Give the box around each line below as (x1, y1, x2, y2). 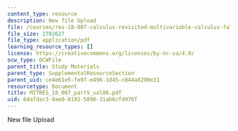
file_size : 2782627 (7, 30, 65, 38)
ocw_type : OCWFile (7, 57, 62, 64)
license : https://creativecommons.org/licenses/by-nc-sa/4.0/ (7, 50, 195, 57)
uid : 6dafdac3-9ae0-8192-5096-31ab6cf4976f (7, 96, 138, 103)
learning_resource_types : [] (7, 43, 93, 50)
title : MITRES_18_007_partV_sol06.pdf (7, 89, 122, 96)
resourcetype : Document (7, 83, 78, 90)
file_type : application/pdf (7, 37, 91, 44)
